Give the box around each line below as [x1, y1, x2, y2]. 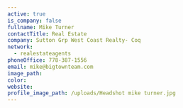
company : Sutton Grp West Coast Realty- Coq [7, 37, 141, 44]
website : [7, 83, 33, 90]
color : [7, 76, 27, 84]
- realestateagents [13, 50, 72, 58]
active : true [7, 10, 46, 18]
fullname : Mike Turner [7, 23, 74, 31]
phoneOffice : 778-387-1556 [7, 57, 87, 64]
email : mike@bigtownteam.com [7, 63, 94, 70]
